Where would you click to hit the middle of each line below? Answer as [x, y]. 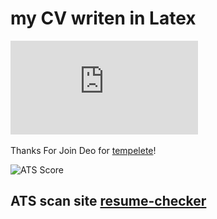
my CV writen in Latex [103, 18]
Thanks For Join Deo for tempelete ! [83, 150]
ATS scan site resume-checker [108, 201]
